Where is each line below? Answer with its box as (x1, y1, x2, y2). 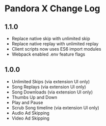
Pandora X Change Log (4, 3, 101, 14)
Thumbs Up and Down (11, 94, 57, 100)
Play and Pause (11, 99, 43, 105)
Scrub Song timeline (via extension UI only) (11, 104, 99, 111)
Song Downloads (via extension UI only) (11, 89, 93, 95)
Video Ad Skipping (11, 115, 50, 121)
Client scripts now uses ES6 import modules (11, 46, 102, 52)
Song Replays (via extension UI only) (11, 84, 86, 90)
